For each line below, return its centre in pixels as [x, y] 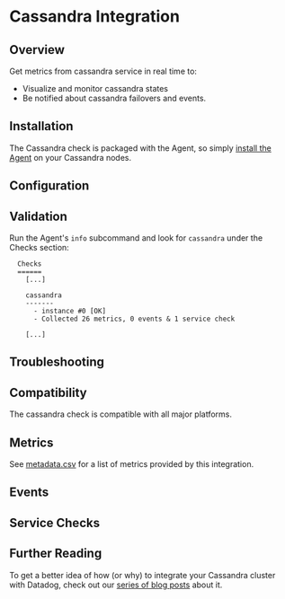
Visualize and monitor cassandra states [95, 88]
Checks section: [39, 248]
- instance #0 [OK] [69, 312]
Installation [41, 126]
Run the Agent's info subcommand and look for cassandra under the [136, 238]
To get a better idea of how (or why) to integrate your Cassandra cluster [142, 575]
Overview [37, 50]
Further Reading [56, 554]
